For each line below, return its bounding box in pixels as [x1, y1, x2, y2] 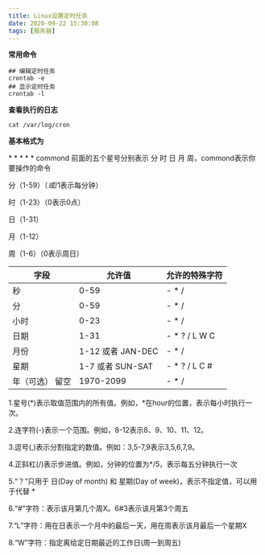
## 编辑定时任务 [8, 68, 56, 76]
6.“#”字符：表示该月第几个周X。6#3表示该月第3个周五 [8, 504, 189, 513]
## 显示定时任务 [8, 83, 56, 91]
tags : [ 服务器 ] [8, 27, 56, 35]
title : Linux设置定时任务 [8, 11, 89, 20]
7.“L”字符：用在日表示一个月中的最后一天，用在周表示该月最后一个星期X [8, 520, 247, 531]
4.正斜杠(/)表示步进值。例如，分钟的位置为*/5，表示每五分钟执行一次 [8, 459, 238, 469]
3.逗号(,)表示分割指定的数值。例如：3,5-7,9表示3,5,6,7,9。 [8, 442, 200, 452]
